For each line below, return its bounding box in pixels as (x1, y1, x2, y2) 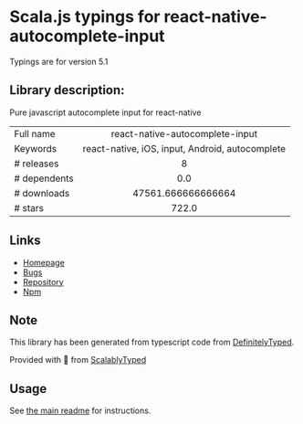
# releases (14, 157, 59, 170)
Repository (22, 276, 64, 287)
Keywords (14, 142, 57, 154)
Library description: (9, 82, 125, 98)
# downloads (14, 186, 70, 199)
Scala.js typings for (9, 6, 161, 27)
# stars (14, 201, 44, 214)
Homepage (22, 257, 66, 268)
